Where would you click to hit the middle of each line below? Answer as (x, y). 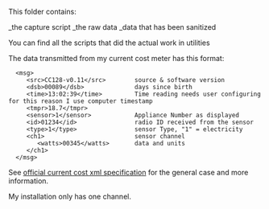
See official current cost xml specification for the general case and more (128, 172)
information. (29, 181)
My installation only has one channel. (70, 197)
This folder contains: (42, 12)
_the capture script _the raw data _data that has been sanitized (112, 27)
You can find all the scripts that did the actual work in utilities (110, 43)
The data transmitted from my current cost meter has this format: (116, 58)
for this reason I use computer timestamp (81, 101)
